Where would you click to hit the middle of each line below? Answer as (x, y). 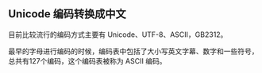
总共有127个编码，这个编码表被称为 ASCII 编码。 (87, 60)
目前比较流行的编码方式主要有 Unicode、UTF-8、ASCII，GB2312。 (118, 35)
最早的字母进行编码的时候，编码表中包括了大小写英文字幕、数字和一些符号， (133, 51)
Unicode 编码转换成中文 (67, 14)
